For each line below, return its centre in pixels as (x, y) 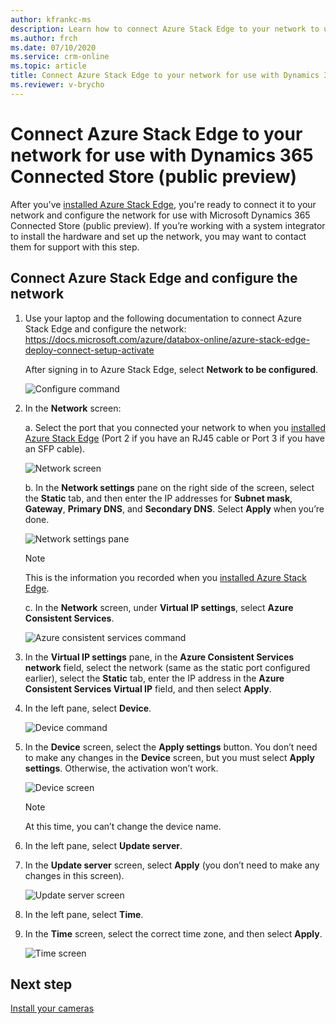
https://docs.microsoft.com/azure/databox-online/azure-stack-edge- (167, 339)
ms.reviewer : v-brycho (57, 85)
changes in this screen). (74, 875)
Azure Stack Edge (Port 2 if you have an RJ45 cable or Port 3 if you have (174, 438)
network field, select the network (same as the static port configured (167, 667)
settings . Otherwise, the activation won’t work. (121, 768)
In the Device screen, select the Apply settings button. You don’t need (171, 747)
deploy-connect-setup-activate (89, 350)
